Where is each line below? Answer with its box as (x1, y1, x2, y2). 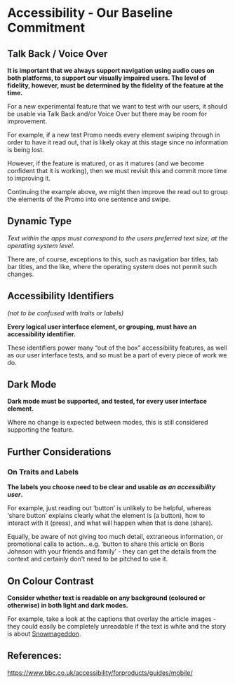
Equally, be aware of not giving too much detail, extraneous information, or (7, 533, 223, 541)
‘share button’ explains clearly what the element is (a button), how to (7, 512, 206, 520)
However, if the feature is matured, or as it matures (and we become (7, 159, 205, 167)
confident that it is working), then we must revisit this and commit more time (7, 167, 227, 175)
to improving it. (7, 174, 51, 182)
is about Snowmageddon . (7, 629, 81, 638)
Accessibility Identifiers (7, 290, 114, 302)
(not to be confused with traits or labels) (7, 308, 124, 317)
